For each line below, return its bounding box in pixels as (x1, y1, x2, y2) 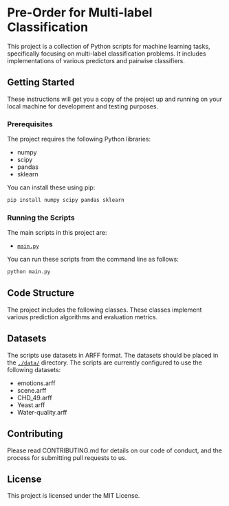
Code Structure (7, 287, 74, 299)
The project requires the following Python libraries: (7, 135, 151, 143)
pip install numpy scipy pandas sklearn (7, 197, 125, 204)
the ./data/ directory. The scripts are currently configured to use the (7, 358, 203, 367)
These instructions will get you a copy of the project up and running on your (7, 95, 222, 103)
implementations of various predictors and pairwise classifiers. (7, 56, 186, 65)
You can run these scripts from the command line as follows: (7, 255, 179, 264)
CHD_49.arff (17, 393, 53, 402)
